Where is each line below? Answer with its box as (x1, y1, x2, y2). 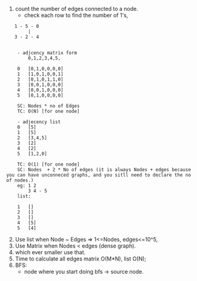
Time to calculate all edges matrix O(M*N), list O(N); (15, 255, 147, 262)
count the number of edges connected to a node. (15, 5, 138, 12)
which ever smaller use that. (15, 249, 86, 256)
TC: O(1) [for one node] (17, 161, 80, 168)
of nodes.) (6, 177, 34, 183)
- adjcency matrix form (17, 50, 78, 56)
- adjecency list (17, 119, 61, 125)
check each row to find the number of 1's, (24, 12, 129, 19)
